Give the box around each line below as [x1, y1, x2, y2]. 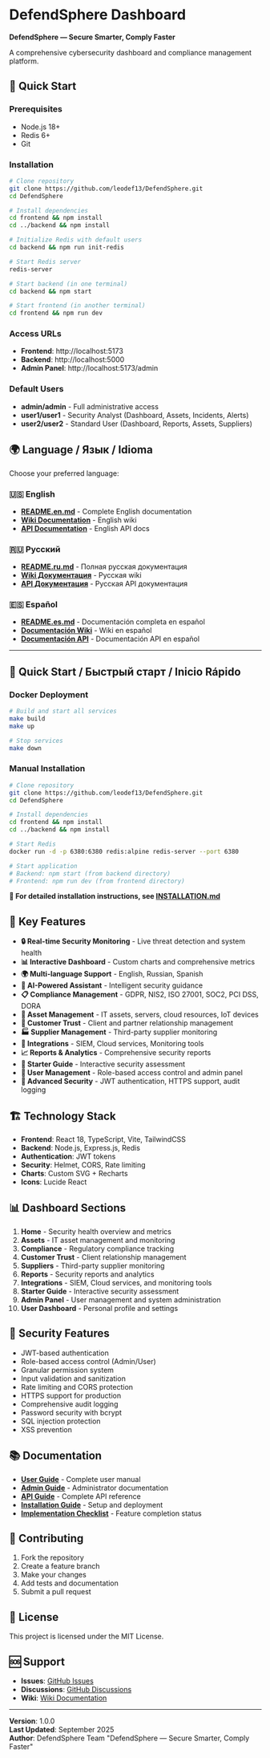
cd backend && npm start [9, 287, 92, 295]
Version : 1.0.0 [9, 1715, 55, 1726]
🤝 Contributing [9, 1531, 84, 1545]
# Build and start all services [9, 708, 117, 716]
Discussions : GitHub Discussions [20, 1684, 132, 1694]
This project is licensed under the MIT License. [9, 1631, 164, 1642]
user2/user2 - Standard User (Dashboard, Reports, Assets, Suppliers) [20, 419, 253, 428]
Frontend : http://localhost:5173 [20, 347, 123, 356]
